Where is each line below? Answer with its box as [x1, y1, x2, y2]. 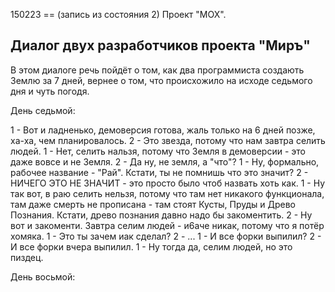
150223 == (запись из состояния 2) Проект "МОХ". [10, 9, 227, 20]
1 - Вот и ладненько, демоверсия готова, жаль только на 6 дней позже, [10, 124, 316, 136]
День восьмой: [10, 270, 76, 283]
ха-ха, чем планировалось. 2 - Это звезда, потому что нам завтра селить [10, 134, 326, 146]
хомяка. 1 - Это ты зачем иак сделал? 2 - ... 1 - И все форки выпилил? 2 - [10, 230, 322, 242]
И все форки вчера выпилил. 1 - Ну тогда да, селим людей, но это [10, 240, 293, 253]
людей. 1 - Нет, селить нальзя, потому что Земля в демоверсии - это [10, 145, 306, 157]
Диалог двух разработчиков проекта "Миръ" [10, 37, 311, 54]
